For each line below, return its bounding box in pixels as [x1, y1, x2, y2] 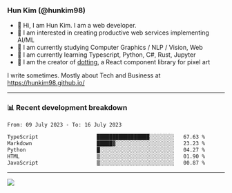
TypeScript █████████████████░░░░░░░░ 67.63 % [7, 134, 206, 140]
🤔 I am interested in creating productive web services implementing [17, 28, 209, 37]
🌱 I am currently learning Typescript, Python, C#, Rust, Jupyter [17, 50, 196, 59]
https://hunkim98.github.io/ [7, 79, 85, 87]
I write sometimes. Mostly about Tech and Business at [7, 71, 161, 80]
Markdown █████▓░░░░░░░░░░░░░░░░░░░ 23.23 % [7, 140, 206, 147]
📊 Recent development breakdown [7, 103, 128, 113]
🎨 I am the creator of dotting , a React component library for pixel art [17, 58, 211, 66]
